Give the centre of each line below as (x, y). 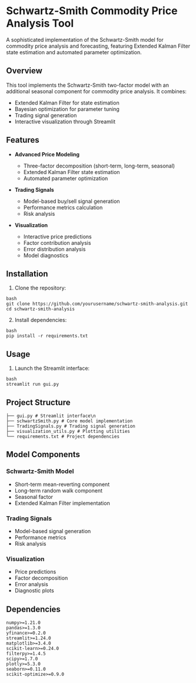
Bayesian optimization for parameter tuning (67, 109)
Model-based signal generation (53, 531)
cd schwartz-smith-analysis (41, 309)
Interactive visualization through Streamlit (65, 122)
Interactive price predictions (58, 237)
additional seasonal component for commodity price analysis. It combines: (97, 91)
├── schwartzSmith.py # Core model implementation (69, 421)
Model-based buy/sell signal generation (72, 201)
